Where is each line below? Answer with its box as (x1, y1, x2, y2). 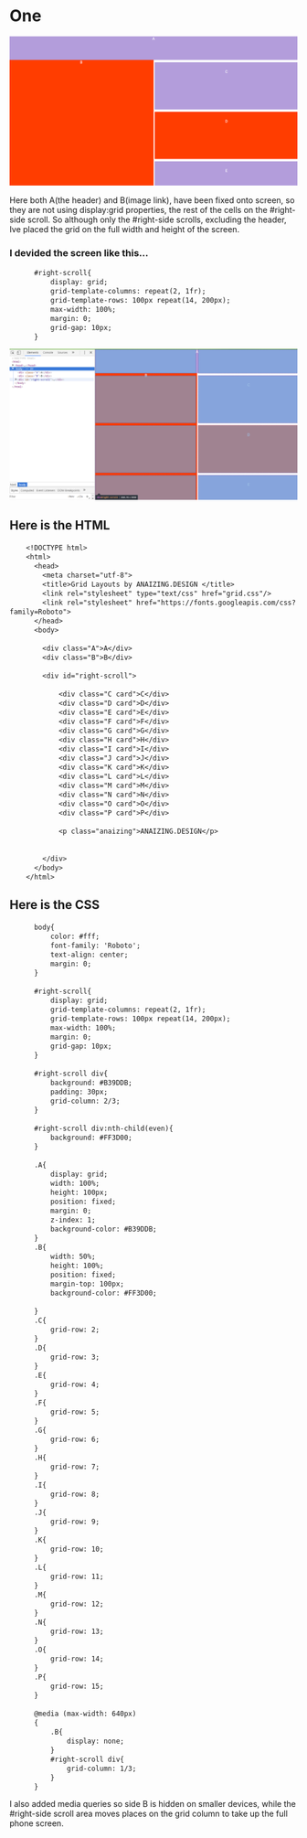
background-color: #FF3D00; (49, 1288, 157, 1298)
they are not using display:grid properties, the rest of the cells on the (9, 204, 268, 215)
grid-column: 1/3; (67, 1764, 137, 1773)
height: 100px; (49, 1188, 108, 1197)
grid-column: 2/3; (49, 1096, 121, 1106)
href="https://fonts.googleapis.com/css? (135, 598, 297, 607)
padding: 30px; (49, 1087, 108, 1096)
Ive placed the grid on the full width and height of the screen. (9, 223, 240, 234)
